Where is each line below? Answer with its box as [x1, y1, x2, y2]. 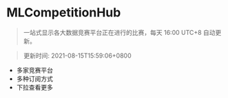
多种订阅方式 [16, 74, 53, 83]
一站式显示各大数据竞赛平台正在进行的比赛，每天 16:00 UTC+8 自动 [23, 28, 216, 36]
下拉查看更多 [16, 83, 53, 91]
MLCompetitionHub [6, 5, 121, 21]
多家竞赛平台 [16, 66, 53, 74]
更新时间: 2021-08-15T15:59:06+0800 [23, 51, 132, 60]
